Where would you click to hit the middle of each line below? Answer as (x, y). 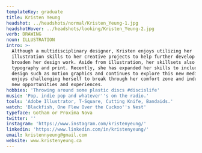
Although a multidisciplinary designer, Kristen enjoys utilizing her (102, 51)
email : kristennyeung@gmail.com (47, 135)
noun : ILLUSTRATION (31, 40)
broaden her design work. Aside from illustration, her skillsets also (103, 62)
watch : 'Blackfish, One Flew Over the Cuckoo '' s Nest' (76, 107)
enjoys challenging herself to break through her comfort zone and (98, 79)
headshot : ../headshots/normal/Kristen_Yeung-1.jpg (72, 23)
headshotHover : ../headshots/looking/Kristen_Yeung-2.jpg (80, 29)
